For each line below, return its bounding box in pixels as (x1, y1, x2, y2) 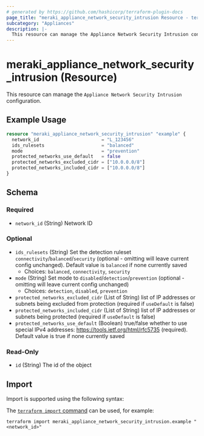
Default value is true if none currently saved (15, 332, 125, 339)
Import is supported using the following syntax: (6, 395, 124, 402)
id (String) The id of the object (15, 361, 92, 369)
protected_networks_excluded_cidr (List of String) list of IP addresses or (15, 293, 195, 301)
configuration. (6, 97, 41, 105)
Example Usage (6, 115, 67, 125)
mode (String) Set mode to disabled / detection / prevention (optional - (15, 274, 185, 282)
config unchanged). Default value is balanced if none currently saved (15, 261, 187, 268)
